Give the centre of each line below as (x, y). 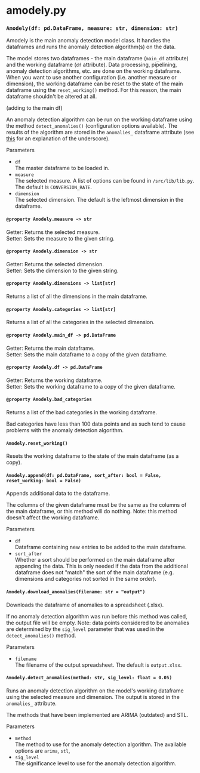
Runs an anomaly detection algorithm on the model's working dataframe (95, 691)
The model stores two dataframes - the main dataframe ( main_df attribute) (98, 58)
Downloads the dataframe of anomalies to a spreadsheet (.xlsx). (85, 605)
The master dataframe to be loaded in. (62, 168)
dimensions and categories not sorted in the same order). (86, 579)
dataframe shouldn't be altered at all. (52, 97)
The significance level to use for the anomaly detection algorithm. (96, 763)
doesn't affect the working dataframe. (53, 518)
